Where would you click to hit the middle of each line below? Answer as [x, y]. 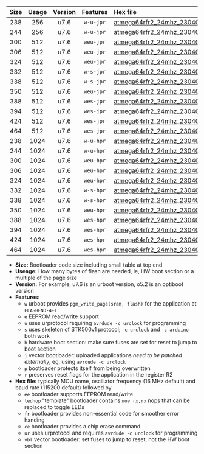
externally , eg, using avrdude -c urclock [75, 362]
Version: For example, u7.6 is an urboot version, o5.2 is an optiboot [99, 284]
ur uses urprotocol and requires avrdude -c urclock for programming [111, 433]
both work [37, 336]
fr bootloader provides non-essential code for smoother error [101, 414]
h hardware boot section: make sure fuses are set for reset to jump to [110, 342]
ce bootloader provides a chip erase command [82, 426]
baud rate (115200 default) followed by [63, 388]
